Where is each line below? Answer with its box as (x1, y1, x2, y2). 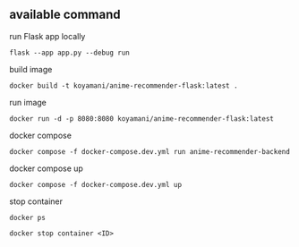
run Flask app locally (9, 30, 86, 41)
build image (9, 64, 53, 74)
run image (9, 97, 47, 107)
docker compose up (9, 163, 83, 174)
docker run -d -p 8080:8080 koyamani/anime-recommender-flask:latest (9, 114, 275, 123)
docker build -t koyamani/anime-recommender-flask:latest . (9, 81, 239, 90)
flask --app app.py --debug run (9, 48, 130, 57)
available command (9, 7, 121, 22)
